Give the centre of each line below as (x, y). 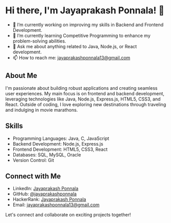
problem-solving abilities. (39, 41)
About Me (21, 76)
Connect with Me (33, 176)
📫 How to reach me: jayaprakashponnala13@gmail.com (71, 57)
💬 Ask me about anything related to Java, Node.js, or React (75, 46)
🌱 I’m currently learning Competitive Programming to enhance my (81, 35)
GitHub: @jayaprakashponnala (45, 194)
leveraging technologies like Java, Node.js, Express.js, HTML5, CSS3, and (83, 99)
